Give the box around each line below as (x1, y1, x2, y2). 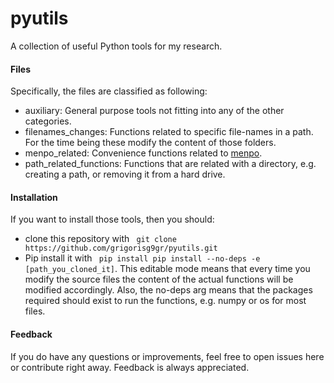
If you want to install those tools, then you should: (10, 213, 215, 226)
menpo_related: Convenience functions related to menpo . (24, 147, 263, 159)
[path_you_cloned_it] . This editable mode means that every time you (24, 263, 311, 275)
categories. (24, 115, 72, 127)
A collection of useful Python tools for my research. (10, 40, 223, 52)
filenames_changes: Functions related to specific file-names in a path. (24, 126, 314, 138)
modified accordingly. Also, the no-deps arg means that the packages (24, 284, 313, 296)
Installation (10, 191, 58, 203)
